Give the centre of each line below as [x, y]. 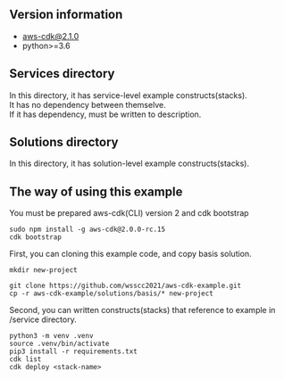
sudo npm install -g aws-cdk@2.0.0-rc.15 [88, 230]
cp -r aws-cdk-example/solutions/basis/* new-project [112, 293]
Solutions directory [64, 142]
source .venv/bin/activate [59, 344]
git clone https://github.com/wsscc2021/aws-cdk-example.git [125, 286]
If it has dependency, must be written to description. [105, 114]
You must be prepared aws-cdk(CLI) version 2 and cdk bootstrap [129, 213]
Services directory [62, 74]
